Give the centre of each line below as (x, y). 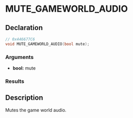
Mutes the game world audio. (36, 110)
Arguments (20, 57)
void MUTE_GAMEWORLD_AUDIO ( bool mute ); (47, 44)
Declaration (24, 28)
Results (15, 81)
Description (24, 98)
